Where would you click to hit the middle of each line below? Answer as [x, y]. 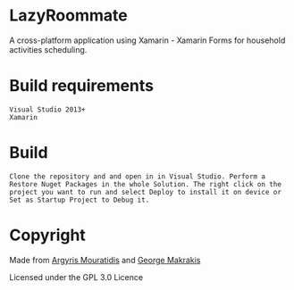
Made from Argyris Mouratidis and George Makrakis [105, 260]
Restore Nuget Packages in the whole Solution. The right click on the [145, 184]
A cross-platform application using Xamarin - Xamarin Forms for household [147, 40]
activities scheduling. [48, 49]
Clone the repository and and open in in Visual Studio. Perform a [138, 176]
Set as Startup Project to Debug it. [80, 200]
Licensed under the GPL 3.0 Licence [76, 277]
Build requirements [82, 86]
